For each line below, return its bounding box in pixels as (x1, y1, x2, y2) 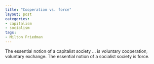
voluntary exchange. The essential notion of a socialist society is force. (5, 53, 150, 59)
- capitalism (5, 21, 32, 26)
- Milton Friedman (5, 35, 43, 40)
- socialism (5, 26, 30, 31)
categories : (5, 16, 30, 21)
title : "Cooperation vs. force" (5, 7, 72, 12)
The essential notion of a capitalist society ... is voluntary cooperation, (5, 48, 148, 54)
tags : (5, 30, 16, 35)
